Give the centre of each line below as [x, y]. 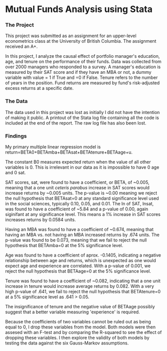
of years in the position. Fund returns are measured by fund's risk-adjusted [82, 83]
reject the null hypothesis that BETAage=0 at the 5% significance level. [78, 271]
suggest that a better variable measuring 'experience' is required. [72, 312]
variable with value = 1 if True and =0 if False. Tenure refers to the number [81, 78]
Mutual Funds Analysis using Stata [79, 9]
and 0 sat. [15, 173]
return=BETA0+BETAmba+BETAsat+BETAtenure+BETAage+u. [69, 152]
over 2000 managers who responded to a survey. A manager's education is [83, 67]
